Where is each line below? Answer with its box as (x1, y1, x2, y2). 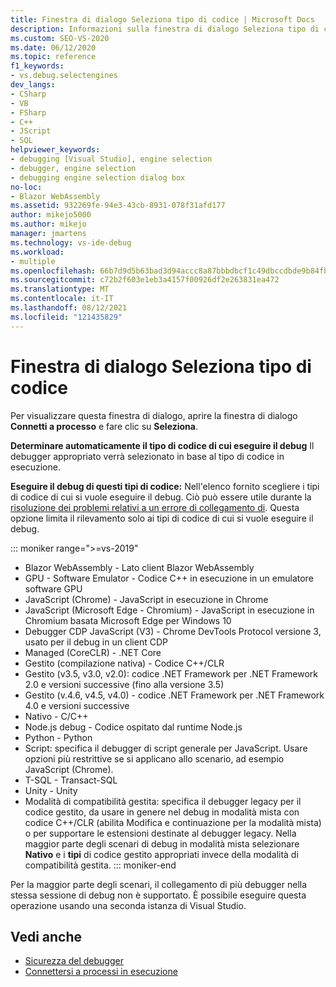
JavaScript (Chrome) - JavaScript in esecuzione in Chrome (24, 593, 269, 605)
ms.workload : (10, 247, 65, 257)
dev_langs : (10, 80, 56, 90)
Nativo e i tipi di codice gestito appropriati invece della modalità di (24, 848, 299, 860)
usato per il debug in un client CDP (24, 636, 168, 648)
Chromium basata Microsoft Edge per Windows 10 (24, 614, 232, 626)
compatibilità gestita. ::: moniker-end (24, 859, 177, 871)
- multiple (10, 256, 56, 266)
